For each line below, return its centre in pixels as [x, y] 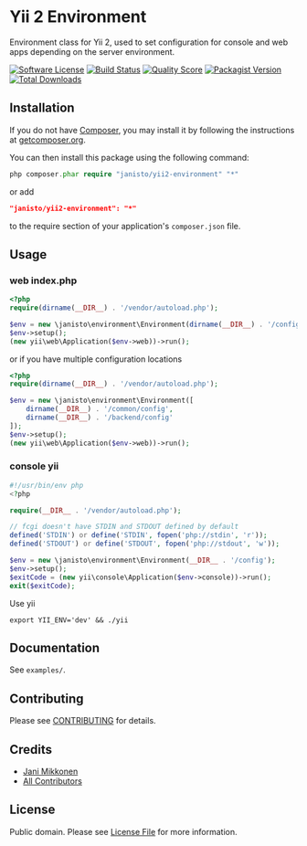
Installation [42, 108]
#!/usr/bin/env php [47, 485]
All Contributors [52, 781]
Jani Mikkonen [50, 772]
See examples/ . [37, 670]
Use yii [22, 603]
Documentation [55, 648]
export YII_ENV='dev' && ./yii [69, 620]
